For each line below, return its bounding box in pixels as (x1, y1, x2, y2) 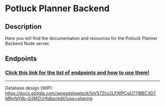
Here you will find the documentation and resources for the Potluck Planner (5, 35, 158, 41)
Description (5, 22, 42, 31)
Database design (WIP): (5, 85, 53, 91)
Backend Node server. (5, 41, 51, 46)
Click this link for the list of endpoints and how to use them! (5, 69, 150, 76)
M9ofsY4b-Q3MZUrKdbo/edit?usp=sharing (5, 95, 93, 101)
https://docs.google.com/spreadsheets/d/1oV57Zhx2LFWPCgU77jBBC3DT (5, 90, 156, 96)
